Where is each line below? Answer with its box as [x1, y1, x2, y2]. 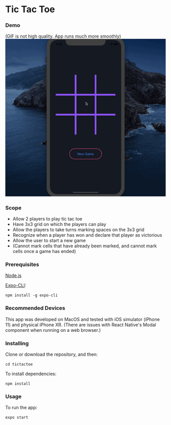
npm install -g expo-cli [5, 293, 58, 298]
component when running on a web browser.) [5, 327, 101, 333]
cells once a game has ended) [12, 248, 76, 254]
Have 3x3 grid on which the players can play [12, 221, 106, 228]
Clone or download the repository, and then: [5, 351, 98, 357]
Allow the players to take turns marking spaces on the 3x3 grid [12, 226, 145, 233]
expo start [5, 415, 28, 420]
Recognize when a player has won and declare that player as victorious [12, 232, 162, 238]
